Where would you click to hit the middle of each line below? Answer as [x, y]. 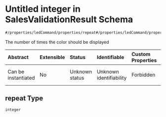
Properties [144, 60]
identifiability [112, 78]
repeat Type [24, 99]
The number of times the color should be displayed [57, 42]
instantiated [21, 78]
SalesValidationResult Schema [69, 19]
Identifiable [110, 57]
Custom [141, 54]
